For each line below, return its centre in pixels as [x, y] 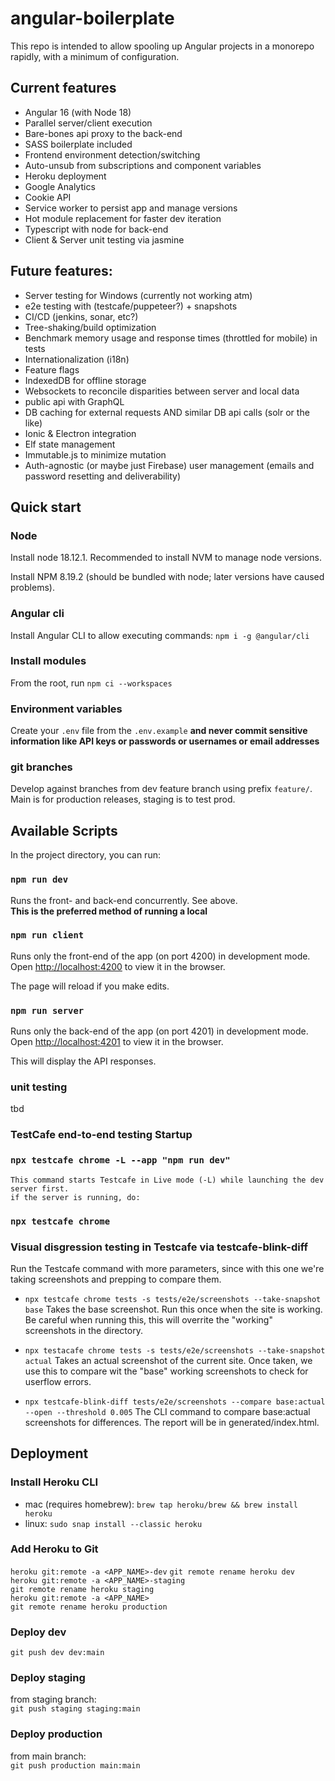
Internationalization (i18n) [77, 359]
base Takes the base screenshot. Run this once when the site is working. [173, 1309]
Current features [63, 88]
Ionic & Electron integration [80, 433]
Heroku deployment [65, 176]
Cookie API [48, 197]
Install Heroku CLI [54, 1482]
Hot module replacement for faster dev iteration [123, 218]
